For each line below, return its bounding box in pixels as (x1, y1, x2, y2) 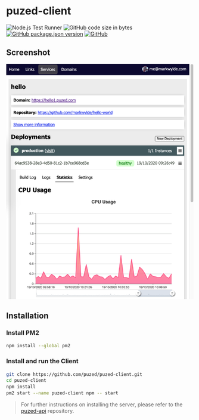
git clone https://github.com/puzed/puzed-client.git (6, 371, 143, 377)
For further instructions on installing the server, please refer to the (20, 401, 183, 408)
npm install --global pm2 (6, 343, 70, 349)
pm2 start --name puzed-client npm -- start (6, 390, 119, 396)
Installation (6, 311, 49, 321)
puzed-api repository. (20, 407, 74, 415)
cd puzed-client (6, 378, 46, 384)
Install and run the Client (6, 357, 79, 365)
